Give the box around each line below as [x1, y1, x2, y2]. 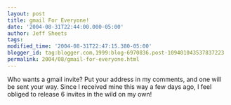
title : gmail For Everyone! [7, 17, 90, 24]
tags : [7, 36, 23, 43]
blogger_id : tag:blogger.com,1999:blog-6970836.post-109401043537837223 [7, 50, 225, 57]
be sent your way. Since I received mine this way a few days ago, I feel [7, 82, 212, 91]
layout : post [7, 10, 46, 17]
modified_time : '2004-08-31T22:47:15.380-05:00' [7, 43, 152, 50]
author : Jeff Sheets [7, 29, 68, 37]
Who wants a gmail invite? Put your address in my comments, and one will [7, 75, 222, 83]
